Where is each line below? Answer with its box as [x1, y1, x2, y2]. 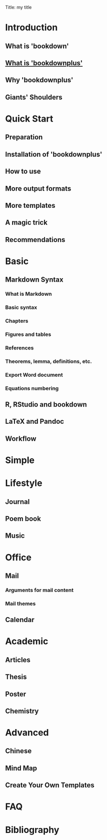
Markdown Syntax [5, 276, 63, 284]
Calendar [5, 616, 34, 624]
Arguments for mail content [5, 586, 74, 593]
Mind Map [5, 764, 37, 772]
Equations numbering [5, 385, 59, 392]
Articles [5, 655, 31, 664]
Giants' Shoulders [5, 93, 62, 101]
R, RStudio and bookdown [5, 400, 87, 409]
